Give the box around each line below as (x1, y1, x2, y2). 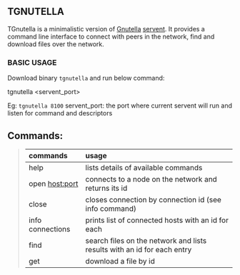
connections (28, 224, 71, 234)
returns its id (85, 183, 128, 193)
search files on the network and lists (85, 235, 207, 245)
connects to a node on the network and (85, 174, 218, 184)
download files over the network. (7, 39, 105, 48)
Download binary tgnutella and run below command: (7, 74, 165, 83)
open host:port (28, 178, 79, 188)
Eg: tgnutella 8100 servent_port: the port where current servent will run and (7, 101, 233, 110)
